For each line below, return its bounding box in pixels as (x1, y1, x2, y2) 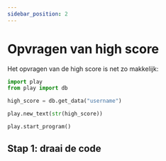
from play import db (7, 84, 69, 92)
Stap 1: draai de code (7, 143, 101, 155)
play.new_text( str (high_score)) (7, 111, 103, 118)
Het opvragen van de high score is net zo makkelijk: (7, 65, 159, 73)
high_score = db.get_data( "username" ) (7, 97, 122, 105)
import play (7, 78, 43, 85)
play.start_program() (7, 123, 72, 131)
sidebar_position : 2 (7, 10, 69, 18)
